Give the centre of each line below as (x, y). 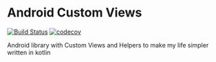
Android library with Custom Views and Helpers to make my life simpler (108, 45)
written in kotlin (29, 52)
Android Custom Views (75, 13)
